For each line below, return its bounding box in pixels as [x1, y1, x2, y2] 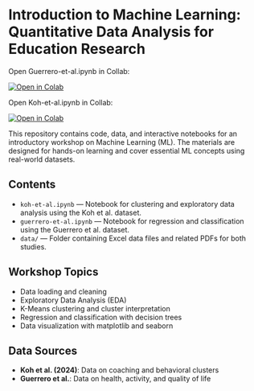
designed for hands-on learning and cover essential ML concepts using [8, 146, 245, 155]
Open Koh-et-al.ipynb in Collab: [8, 97, 113, 107]
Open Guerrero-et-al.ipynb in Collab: [8, 66, 130, 76]
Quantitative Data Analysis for [8, 23, 215, 41]
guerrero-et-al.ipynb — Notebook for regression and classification [19, 216, 244, 226]
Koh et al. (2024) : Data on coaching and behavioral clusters [19, 365, 219, 375]
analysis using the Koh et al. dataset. [19, 208, 142, 217]
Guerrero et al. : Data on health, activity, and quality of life [19, 374, 211, 384]
